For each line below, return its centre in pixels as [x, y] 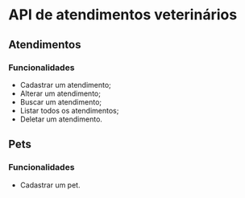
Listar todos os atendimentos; [69, 110]
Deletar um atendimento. [61, 119]
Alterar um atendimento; [60, 93]
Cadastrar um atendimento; [65, 85]
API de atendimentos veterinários [123, 15]
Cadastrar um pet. [50, 185]
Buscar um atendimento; [61, 101]
